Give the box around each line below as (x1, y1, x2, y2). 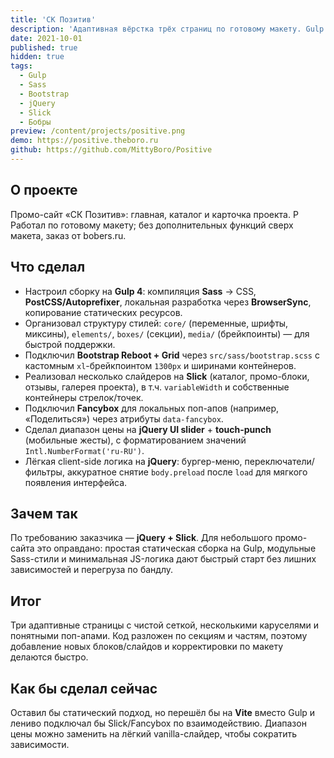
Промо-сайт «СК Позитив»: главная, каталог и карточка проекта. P (10, 208, 299, 220)
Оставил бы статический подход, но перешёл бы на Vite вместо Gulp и (10, 706, 316, 718)
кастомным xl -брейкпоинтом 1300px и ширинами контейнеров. (24, 359, 297, 371)
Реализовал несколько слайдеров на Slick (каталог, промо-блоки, (24, 370, 310, 382)
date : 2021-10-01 (10, 33, 83, 43)
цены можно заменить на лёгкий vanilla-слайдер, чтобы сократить (10, 727, 298, 740)
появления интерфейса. (24, 476, 128, 488)
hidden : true (10, 52, 65, 62)
